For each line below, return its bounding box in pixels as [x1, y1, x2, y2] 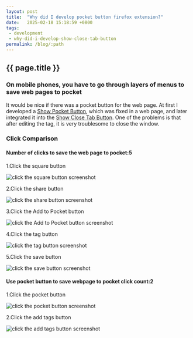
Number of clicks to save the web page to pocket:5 [6, 149, 133, 156]
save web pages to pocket [6, 88, 82, 96]
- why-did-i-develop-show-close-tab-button [8, 36, 116, 42]
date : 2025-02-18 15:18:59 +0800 [6, 19, 93, 25]
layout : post [6, 8, 38, 15]
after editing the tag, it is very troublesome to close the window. [6, 120, 160, 127]
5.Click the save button [6, 253, 61, 260]
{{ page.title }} [6, 63, 60, 73]
